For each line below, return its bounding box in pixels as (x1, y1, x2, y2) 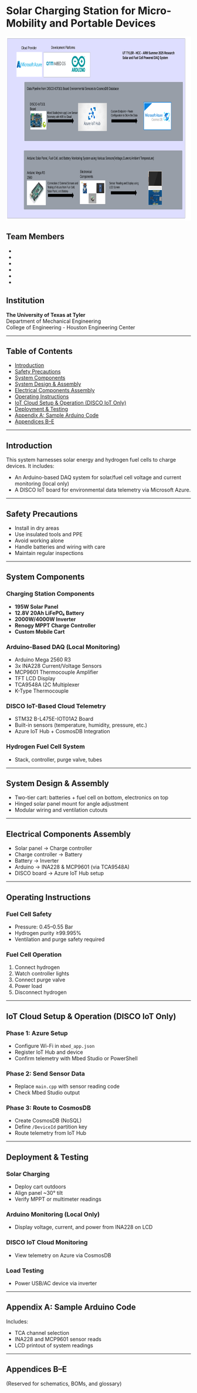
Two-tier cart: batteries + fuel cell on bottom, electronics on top (14, 794, 169, 801)
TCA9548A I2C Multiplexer (14, 681, 80, 688)
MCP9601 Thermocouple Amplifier (14, 669, 98, 676)
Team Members (6, 232, 64, 242)
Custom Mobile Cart (14, 628, 65, 635)
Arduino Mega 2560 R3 (14, 656, 72, 663)
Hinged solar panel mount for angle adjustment (14, 800, 129, 807)
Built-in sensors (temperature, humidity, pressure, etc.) (14, 721, 148, 729)
